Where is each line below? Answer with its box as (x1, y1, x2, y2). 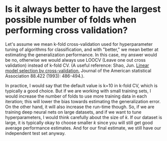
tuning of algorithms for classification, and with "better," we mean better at (5, 46, 159, 52)
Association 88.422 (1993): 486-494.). (5, 73, 85, 79)
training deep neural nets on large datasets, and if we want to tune (5, 109, 142, 115)
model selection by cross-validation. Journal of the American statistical (5, 67, 152, 73)
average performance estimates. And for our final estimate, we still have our (5, 125, 162, 131)
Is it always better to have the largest (5, 3, 161, 15)
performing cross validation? (5, 25, 128, 36)
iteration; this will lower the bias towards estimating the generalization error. (5, 98, 161, 104)
